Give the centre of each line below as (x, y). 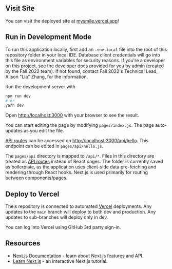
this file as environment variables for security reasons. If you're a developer (85, 60)
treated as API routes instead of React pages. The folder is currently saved (84, 162)
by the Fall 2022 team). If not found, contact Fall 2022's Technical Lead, (82, 71)
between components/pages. (36, 178)
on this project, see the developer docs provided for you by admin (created (85, 66)
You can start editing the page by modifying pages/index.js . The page (80, 125)
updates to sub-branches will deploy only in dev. (57, 217)
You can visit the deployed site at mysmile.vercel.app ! (62, 21)
